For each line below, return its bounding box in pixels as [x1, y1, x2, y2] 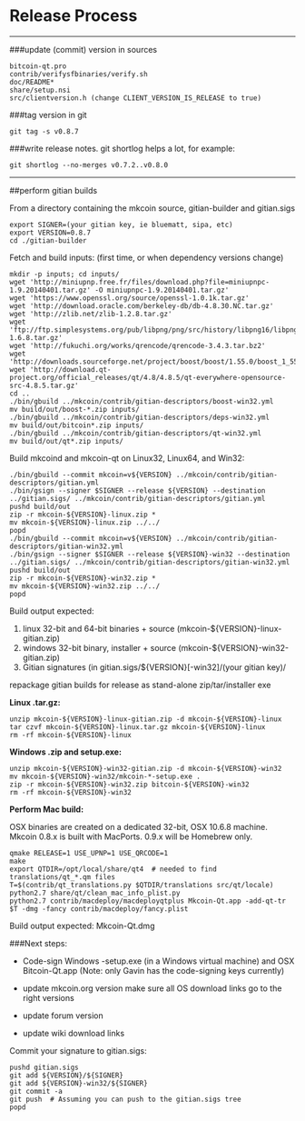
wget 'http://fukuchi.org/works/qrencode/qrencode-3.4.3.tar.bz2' [9, 341, 266, 350]
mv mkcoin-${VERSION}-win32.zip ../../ [9, 581, 161, 591]
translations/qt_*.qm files [9, 872, 116, 882]
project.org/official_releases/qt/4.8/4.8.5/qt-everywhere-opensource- [9, 373, 286, 382]
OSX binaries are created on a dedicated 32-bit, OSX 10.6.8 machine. [9, 821, 268, 832]
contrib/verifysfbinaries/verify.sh [9, 69, 148, 78]
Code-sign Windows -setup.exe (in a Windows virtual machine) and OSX [22, 956, 295, 966]
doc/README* [9, 77, 54, 86]
